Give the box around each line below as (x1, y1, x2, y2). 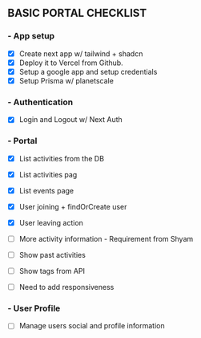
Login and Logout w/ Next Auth (18, 115, 123, 124)
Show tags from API (18, 267, 86, 276)
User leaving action (18, 218, 83, 227)
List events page (18, 185, 74, 195)
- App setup (7, 31, 55, 42)
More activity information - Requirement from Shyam (18, 234, 194, 243)
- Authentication (7, 96, 74, 108)
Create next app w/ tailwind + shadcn (18, 48, 143, 59)
